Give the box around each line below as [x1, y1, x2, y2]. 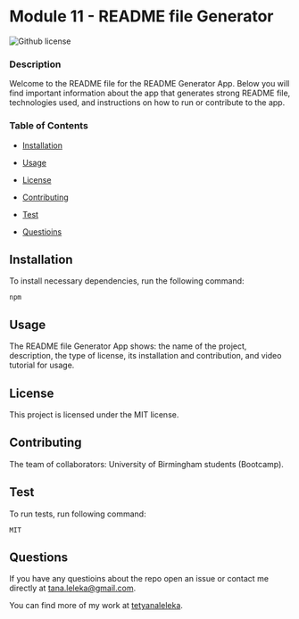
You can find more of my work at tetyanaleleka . [9, 600, 183, 611]
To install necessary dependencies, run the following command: [9, 276, 245, 286]
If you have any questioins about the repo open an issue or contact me [9, 574, 270, 584]
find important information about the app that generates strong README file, [9, 87, 291, 99]
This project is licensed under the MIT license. [9, 409, 179, 420]
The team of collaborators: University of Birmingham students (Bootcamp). [9, 458, 284, 469]
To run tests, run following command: [9, 508, 146, 519]
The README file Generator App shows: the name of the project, [9, 341, 247, 351]
